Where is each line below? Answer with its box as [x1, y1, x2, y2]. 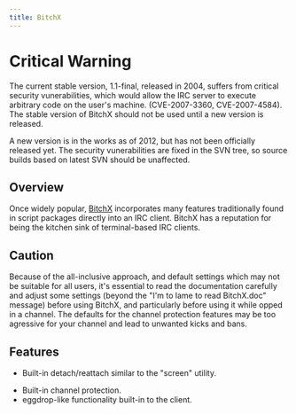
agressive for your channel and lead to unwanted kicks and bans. [9, 318, 248, 329]
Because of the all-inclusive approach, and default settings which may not [9, 271, 281, 282]
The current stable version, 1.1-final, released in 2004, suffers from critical [9, 81, 279, 91]
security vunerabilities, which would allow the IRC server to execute [9, 90, 257, 100]
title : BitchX [9, 12, 62, 22]
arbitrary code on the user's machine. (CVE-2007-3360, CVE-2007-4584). [9, 99, 283, 110]
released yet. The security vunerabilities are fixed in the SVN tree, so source [9, 145, 288, 155]
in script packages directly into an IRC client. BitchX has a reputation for [9, 213, 272, 223]
